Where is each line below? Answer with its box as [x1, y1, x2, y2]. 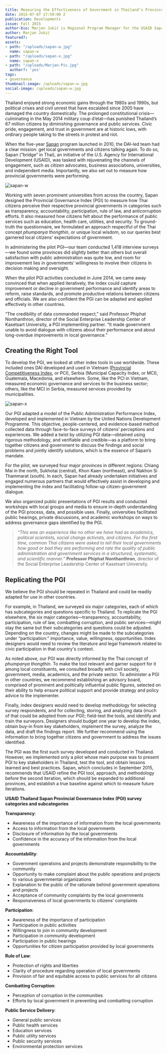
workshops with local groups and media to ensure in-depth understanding [5, 504, 158, 510]
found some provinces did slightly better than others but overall [16, 249, 147, 255]
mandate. [5, 453, 25, 459]
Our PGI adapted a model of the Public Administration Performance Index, [5, 411, 157, 417]
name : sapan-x [9, 58, 39, 63]
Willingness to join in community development [12, 928, 107, 934]
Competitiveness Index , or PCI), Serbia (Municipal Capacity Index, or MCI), [5, 370, 158, 376]
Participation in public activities [12, 922, 77, 928]
